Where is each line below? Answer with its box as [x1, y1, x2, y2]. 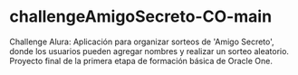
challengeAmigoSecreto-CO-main [9, 6, 273, 27]
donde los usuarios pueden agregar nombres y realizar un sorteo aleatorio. [9, 45, 290, 56]
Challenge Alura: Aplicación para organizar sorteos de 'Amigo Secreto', [9, 36, 274, 47]
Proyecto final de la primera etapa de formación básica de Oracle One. [9, 55, 274, 66]
